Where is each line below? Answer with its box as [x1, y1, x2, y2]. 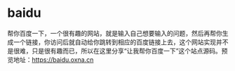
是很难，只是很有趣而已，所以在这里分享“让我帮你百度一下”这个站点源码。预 [7, 46, 228, 55]
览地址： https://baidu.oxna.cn [7, 55, 94, 64]
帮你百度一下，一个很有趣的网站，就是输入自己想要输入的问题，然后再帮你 [7, 29, 222, 37]
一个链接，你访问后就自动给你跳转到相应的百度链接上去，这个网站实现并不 [13, 37, 229, 46]
